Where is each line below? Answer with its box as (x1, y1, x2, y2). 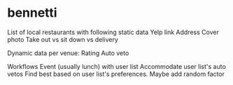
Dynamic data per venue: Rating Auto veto (7, 49, 129, 57)
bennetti (7, 5, 57, 21)
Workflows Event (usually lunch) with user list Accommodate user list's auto (7, 62, 226, 70)
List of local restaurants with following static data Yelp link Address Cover (7, 28, 219, 36)
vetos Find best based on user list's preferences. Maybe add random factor (7, 70, 225, 78)
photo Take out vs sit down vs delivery (7, 35, 119, 43)
